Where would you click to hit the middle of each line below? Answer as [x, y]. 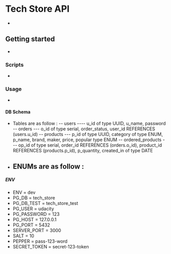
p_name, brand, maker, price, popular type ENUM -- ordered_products [87, 140]
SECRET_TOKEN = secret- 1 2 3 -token [51, 246]
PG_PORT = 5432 [31, 225]
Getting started [30, 39]
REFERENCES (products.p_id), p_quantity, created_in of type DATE [83, 150]
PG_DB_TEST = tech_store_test [45, 203]
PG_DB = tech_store [34, 198]
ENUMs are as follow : [48, 166]
